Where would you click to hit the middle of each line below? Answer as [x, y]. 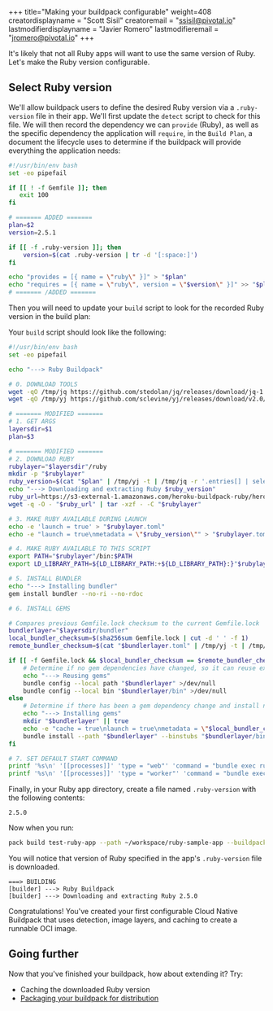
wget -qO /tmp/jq [38, 392]
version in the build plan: [50, 317]
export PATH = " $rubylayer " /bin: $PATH [70, 557]
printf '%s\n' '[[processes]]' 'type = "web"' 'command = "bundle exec [132, 766]
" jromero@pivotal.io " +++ [52, 37]
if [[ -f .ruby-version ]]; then [65, 247]
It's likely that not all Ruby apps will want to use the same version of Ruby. [132, 53]
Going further [43, 954]
